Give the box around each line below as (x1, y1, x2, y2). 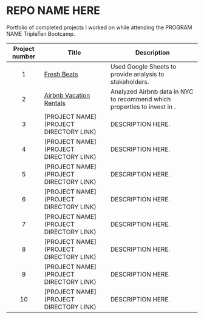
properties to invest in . (110, 102, 176, 111)
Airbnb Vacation (44, 91, 90, 99)
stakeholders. (110, 77, 149, 86)
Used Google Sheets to (110, 62, 177, 70)
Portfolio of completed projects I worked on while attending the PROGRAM (6, 24, 192, 31)
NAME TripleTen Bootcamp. (6, 30, 75, 37)
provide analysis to (110, 70, 165, 78)
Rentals (44, 98, 66, 107)
